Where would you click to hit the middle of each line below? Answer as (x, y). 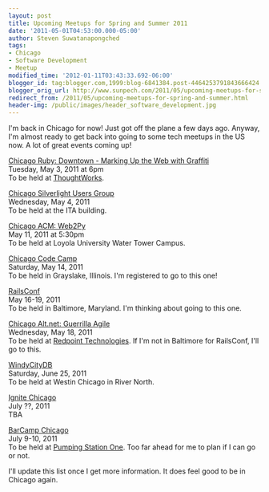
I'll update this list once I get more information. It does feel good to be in (127, 471)
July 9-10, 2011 (33, 439)
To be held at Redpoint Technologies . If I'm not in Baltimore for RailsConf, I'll (134, 341)
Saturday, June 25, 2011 (48, 373)
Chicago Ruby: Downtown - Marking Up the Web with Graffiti (109, 161)
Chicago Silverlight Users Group (61, 193)
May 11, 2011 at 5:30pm (46, 234)
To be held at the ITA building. (58, 210)
